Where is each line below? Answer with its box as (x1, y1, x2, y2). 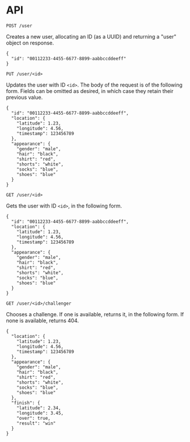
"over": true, (16, 415, 51, 421)
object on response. (6, 39, 54, 46)
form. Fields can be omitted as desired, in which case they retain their (6, 87, 174, 94)
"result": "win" (16, 420, 57, 426)
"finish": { (11, 400, 41, 406)
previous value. (6, 94, 43, 101)
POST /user (6, 23, 33, 29)
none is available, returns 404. (6, 317, 79, 324)
